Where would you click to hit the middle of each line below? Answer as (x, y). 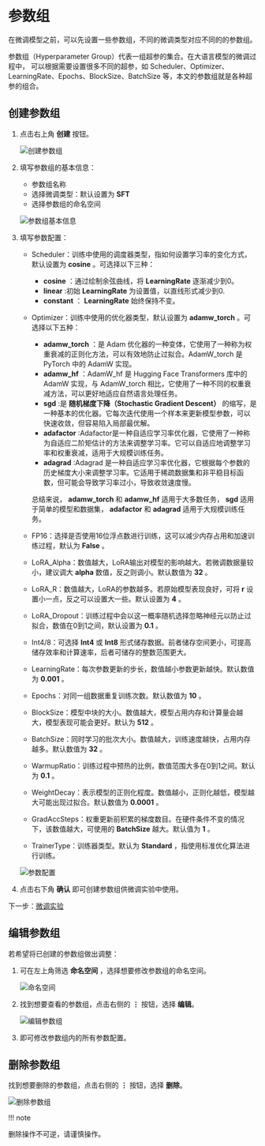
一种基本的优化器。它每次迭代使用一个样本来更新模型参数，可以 (147, 413)
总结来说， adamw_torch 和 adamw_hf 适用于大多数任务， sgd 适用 (143, 499)
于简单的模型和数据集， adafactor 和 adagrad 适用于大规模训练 (134, 509)
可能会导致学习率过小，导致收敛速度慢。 (130, 482)
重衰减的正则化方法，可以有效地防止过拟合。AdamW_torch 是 (143, 354)
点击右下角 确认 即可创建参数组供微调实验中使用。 (101, 889)
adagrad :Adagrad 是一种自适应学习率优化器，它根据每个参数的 (147, 462)
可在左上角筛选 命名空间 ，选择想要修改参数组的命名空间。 (115, 970)
